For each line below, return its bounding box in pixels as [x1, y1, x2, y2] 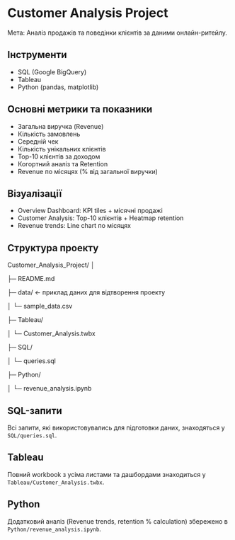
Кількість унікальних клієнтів [17, 144, 106, 153]
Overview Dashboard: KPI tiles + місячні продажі [17, 207, 163, 215]
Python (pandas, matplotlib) [17, 83, 99, 91]
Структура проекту [7, 242, 99, 254]
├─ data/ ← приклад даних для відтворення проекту [7, 288, 166, 297]
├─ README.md [7, 275, 55, 283]
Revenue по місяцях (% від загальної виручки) [17, 167, 158, 176]
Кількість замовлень [17, 130, 81, 138]
